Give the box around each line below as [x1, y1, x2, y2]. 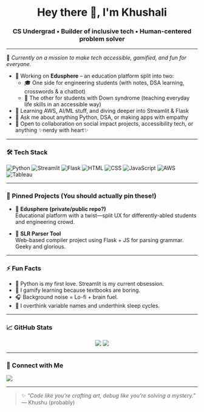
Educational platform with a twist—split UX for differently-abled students [15, 212, 197, 219]
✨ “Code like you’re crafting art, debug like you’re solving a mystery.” [21, 391, 196, 399]
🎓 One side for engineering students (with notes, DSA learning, [24, 79, 185, 87]
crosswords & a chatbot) [24, 88, 86, 95]
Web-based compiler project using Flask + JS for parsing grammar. [15, 237, 184, 244]
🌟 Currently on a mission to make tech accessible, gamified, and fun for [6, 54, 187, 61]
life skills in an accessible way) [24, 101, 101, 108]
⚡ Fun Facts [6, 264, 41, 272]
